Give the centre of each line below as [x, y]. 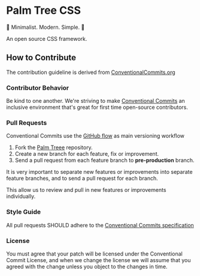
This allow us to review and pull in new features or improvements [86, 190]
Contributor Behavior [38, 88]
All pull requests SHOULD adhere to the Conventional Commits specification [100, 225]
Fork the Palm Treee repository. [54, 147]
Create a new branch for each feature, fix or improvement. [87, 154]
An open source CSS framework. [47, 38]
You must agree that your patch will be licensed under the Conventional [94, 254]
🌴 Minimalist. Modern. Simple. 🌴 [46, 27]
